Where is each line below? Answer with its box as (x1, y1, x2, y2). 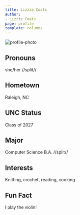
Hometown (5, 81, 40, 90)
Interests (5, 163, 33, 172)
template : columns (5, 26, 43, 31)
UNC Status (5, 108, 42, 117)
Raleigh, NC (5, 94, 29, 100)
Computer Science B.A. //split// (5, 149, 68, 155)
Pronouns (5, 54, 36, 62)
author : (5, 12, 21, 17)
